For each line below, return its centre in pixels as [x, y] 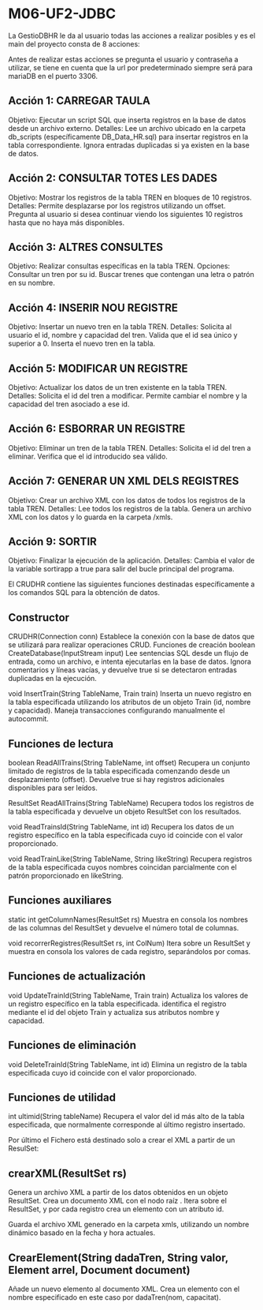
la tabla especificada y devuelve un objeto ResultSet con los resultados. [125, 812]
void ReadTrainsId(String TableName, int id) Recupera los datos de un [121, 827]
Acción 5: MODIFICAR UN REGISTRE [98, 368]
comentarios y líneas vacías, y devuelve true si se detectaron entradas [123, 670]
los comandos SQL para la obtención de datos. [84, 593]
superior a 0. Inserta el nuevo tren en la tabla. [82, 343]
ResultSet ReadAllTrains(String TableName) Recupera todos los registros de [131, 803]
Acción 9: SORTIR [52, 542]
